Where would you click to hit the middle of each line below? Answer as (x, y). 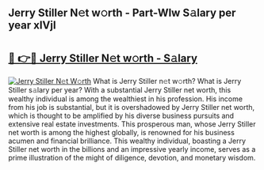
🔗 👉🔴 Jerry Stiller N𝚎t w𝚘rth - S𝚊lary (103, 58)
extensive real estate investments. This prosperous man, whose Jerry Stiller (132, 124)
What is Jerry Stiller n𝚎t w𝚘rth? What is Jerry (167, 81)
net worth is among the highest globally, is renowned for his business (122, 132)
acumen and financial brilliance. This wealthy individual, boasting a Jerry (127, 141)
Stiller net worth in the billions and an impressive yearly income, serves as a (132, 149)
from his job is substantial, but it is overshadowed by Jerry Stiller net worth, (132, 107)
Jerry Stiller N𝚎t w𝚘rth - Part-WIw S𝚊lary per (122, 13)
